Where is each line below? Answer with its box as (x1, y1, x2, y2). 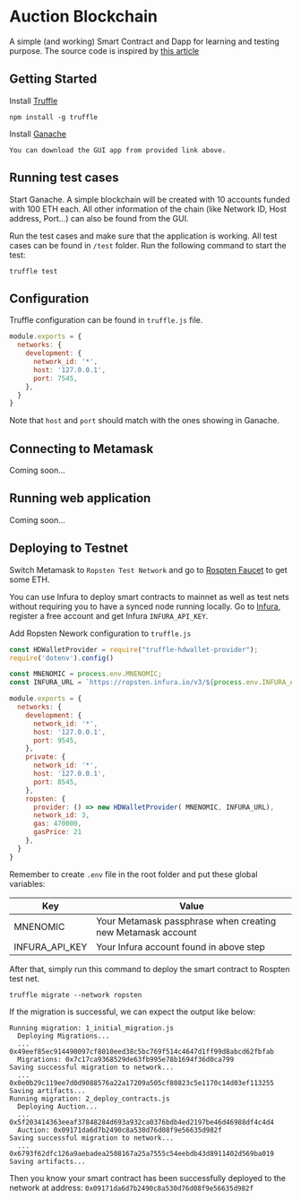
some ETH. (9, 574, 51, 585)
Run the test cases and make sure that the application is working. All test (9, 230, 278, 241)
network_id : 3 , (32, 811, 90, 820)
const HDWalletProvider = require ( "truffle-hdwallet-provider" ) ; (9, 645, 258, 654)
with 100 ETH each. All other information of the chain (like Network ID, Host (9, 204, 287, 214)
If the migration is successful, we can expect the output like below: (9, 1006, 256, 1017)
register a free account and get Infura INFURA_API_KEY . (9, 610, 209, 621)
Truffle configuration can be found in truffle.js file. (9, 315, 203, 326)
